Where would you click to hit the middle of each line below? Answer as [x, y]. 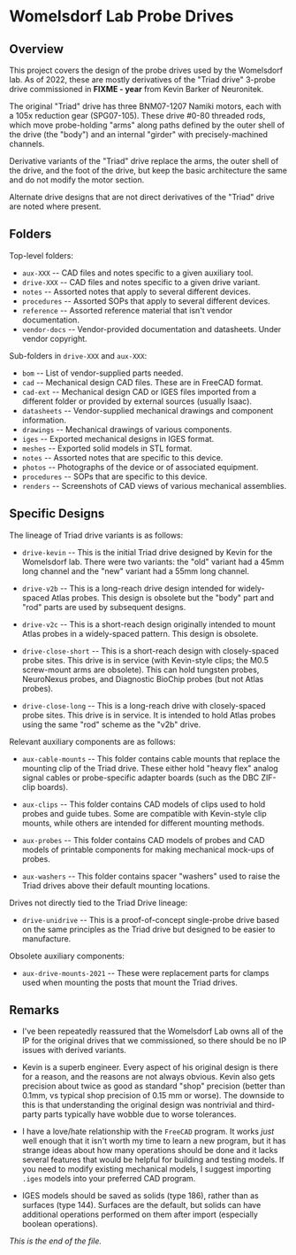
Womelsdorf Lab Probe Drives [121, 16]
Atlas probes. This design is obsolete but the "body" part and [163, 597]
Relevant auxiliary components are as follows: [93, 741]
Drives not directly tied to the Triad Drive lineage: [99, 903]
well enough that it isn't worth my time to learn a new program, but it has [154, 1141]
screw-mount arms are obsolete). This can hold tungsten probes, [140, 670]
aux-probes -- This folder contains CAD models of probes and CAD [143, 840]
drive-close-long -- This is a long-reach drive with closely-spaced [144, 705]
